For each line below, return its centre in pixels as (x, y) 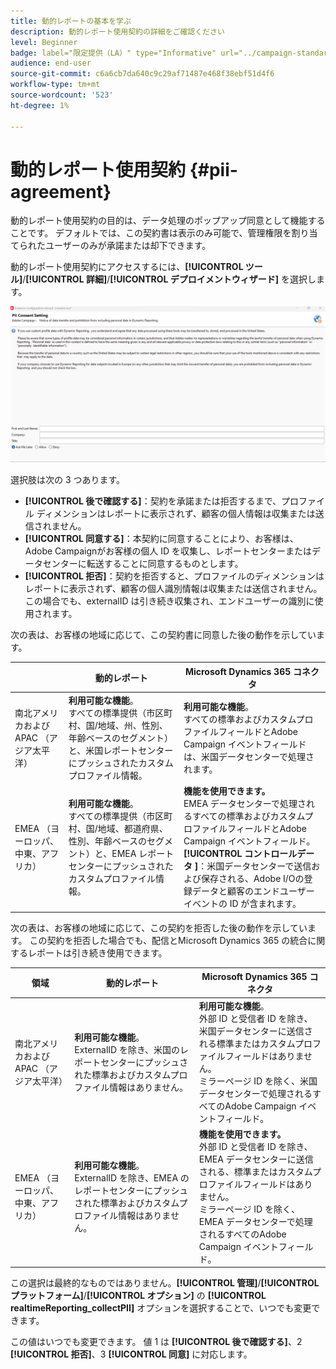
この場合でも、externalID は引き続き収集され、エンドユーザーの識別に (169, 601)
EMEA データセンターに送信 (256, 1159)
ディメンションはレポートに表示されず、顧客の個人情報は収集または (176, 514)
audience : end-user (51, 63)
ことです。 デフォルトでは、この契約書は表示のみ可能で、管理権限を (151, 233)
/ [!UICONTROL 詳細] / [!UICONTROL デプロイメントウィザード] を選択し (169, 279)
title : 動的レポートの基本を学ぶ (71, 21)
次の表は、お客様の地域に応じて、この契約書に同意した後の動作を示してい (163, 635)
